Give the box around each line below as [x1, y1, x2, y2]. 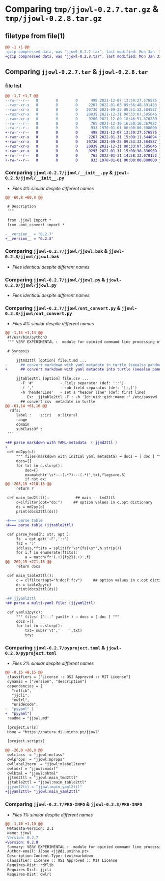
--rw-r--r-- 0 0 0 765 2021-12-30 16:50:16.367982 [5, 121, 157, 126]
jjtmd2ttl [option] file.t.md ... [16, 358, 87, 363]
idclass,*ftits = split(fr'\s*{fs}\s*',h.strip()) [16, 545, 122, 550]
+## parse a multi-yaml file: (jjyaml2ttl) [5, 601, 96, 606]
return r [16, 486, 34, 491]
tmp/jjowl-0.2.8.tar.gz [5, 14, 102, 23]
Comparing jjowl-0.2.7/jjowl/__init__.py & [5, 169, 113, 176]
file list [5, 82, 22, 89]
